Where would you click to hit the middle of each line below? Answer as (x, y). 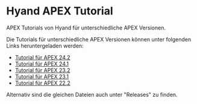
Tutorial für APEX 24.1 (42, 64)
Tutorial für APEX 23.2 (42, 70)
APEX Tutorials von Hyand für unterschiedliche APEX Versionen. (86, 28)
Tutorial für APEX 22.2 (42, 83)
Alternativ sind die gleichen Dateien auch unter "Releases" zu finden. (92, 94)
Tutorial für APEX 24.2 (42, 57)
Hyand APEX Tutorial (60, 11)
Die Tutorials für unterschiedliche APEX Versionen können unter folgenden (99, 39)
